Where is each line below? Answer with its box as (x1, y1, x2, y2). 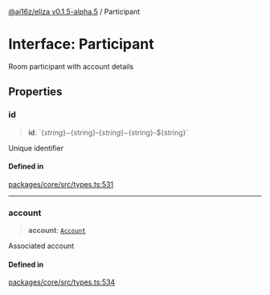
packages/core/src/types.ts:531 (8, 179, 114, 189)
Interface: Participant (8, 35, 154, 53)
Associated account (8, 241, 75, 251)
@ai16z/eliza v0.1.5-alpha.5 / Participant (8, 7, 141, 16)
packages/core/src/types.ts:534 (8, 277, 116, 287)
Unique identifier (8, 143, 64, 152)
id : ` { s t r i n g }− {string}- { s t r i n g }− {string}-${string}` (27, 127, 189, 137)
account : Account (27, 226, 86, 235)
